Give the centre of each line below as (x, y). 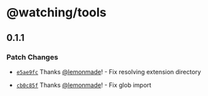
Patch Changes (32, 57)
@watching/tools (56, 13)
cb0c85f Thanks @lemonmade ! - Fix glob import (84, 85)
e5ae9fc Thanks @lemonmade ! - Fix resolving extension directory (108, 71)
